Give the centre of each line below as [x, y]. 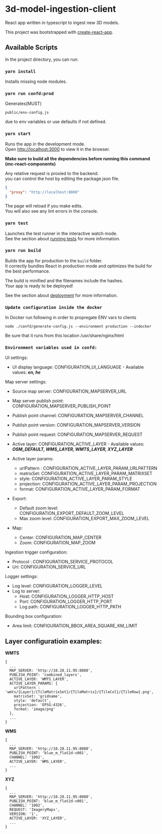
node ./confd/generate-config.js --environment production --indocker [78, 327]
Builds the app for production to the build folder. [54, 260]
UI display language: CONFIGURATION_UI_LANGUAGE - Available [78, 367]
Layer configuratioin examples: [54, 641]
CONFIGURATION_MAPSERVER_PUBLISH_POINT [61, 406]
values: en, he [26, 372]
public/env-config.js [27, 113]
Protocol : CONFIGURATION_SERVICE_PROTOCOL [63, 562]
